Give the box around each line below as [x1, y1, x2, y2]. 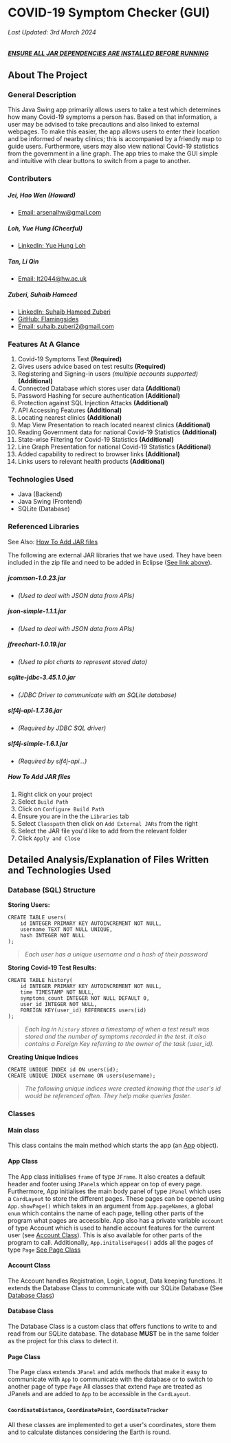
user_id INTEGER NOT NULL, [20, 1001, 98, 1008]
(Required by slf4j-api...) [17, 757, 87, 765]
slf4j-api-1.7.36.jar [8, 707, 63, 715]
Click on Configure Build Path [17, 804, 105, 813]
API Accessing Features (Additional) [17, 406, 122, 414]
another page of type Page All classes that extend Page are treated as [8, 1382, 202, 1391]
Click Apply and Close [17, 834, 80, 842]
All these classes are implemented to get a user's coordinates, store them [8, 1421, 216, 1429]
